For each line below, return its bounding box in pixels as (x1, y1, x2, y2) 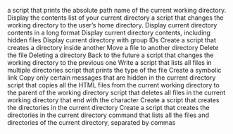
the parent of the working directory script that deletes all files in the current (7, 88, 226, 97)
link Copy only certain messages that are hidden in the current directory (7, 73, 216, 82)
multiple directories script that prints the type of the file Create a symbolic (7, 66, 222, 74)
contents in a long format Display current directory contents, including (7, 28, 211, 37)
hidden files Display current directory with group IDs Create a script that (7, 36, 216, 44)
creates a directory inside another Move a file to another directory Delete (7, 44, 219, 51)
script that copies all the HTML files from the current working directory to (7, 81, 220, 89)
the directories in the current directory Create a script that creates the (7, 104, 210, 111)
